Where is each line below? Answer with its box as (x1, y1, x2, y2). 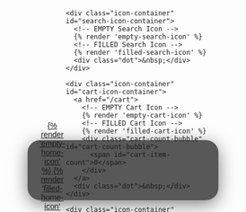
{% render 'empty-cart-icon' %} (81, 110, 203, 119)
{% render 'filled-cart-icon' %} (81, 127, 207, 136)
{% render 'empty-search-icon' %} (74, 32, 203, 41)
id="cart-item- (113, 150, 171, 159)
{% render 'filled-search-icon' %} (74, 48, 207, 57)
